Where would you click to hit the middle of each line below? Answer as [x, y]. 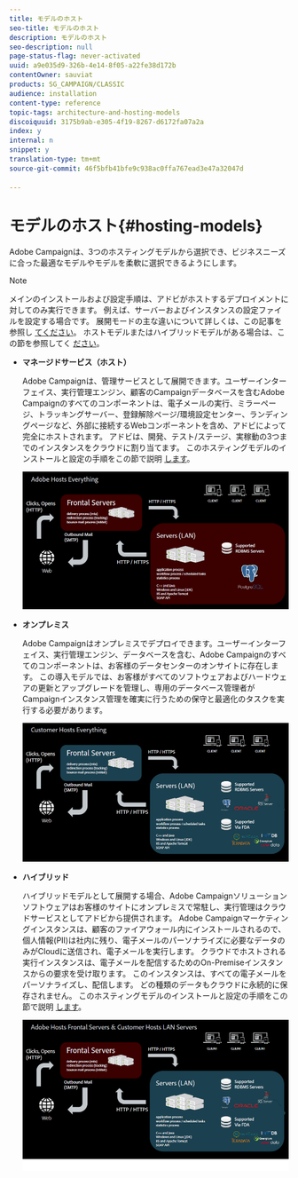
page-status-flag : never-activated [75, 56]
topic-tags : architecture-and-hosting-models [94, 112]
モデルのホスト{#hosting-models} [136, 225]
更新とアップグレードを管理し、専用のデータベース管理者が [146, 687]
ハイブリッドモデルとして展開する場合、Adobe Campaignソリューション [155, 896]
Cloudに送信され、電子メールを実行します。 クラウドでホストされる [162, 952]
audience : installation [53, 93]
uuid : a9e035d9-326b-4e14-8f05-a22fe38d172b [93, 66]
